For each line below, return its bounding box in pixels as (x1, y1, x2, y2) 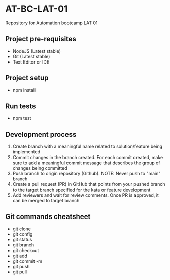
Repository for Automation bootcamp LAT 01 (5, 20, 98, 26)
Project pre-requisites (5, 35, 77, 43)
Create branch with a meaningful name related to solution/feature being (12, 143, 163, 150)
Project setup (5, 74, 49, 82)
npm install (12, 87, 36, 93)
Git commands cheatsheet (5, 212, 91, 221)
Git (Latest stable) (12, 53, 50, 59)
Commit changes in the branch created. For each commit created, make (12, 154, 163, 161)
